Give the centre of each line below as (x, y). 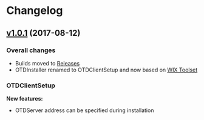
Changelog (35, 11)
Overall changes (31, 50)
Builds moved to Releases (47, 63)
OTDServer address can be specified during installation (84, 110)
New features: (25, 99)
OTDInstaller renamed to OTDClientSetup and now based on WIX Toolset (106, 70)
